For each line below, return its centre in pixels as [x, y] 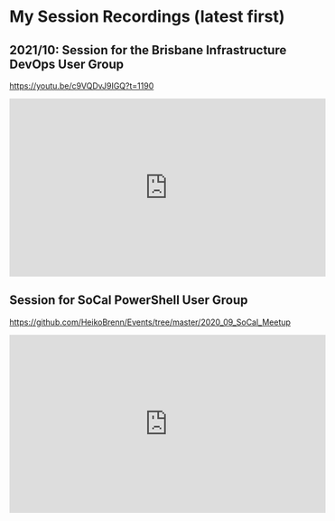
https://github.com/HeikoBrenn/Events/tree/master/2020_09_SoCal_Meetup [150, 322]
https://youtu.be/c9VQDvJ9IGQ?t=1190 [82, 86]
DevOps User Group [67, 64]
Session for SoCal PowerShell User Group [129, 300]
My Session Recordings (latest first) [147, 17]
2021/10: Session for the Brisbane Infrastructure [148, 50]
